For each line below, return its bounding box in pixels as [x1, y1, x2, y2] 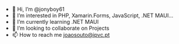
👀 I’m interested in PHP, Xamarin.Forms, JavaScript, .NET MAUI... [11, 12, 174, 19]
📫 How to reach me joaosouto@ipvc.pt [11, 32, 110, 38]
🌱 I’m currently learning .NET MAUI [11, 18, 99, 25]
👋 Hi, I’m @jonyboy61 [11, 6, 65, 12]
